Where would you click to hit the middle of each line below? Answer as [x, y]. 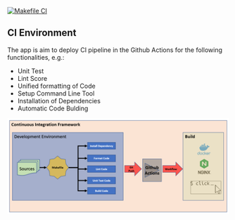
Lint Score [32, 78]
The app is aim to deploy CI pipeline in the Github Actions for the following [115, 50]
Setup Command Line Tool [56, 93]
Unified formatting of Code [57, 86]
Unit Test [31, 71]
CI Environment [42, 33]
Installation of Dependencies [59, 101]
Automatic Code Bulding [53, 108]
